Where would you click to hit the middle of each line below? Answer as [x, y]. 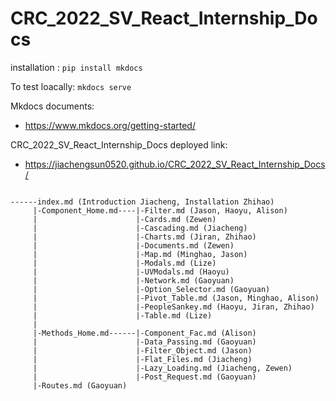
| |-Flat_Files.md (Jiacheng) [142, 359]
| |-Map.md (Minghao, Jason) [140, 254]
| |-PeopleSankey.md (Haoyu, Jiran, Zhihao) [173, 307]
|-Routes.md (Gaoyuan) [80, 385]
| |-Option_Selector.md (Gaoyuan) [151, 289]
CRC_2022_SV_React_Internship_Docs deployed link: [119, 144]
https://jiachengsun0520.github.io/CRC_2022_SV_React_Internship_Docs [175, 164]
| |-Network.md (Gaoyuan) [133, 280]
